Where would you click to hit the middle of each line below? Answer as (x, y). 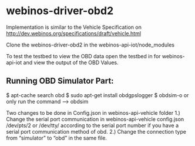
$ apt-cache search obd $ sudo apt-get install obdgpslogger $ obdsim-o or (97, 95)
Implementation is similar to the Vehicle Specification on (74, 27)
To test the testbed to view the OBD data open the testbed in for (83, 56)
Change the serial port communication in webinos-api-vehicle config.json (95, 119)
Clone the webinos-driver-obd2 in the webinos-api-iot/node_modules (90, 45)
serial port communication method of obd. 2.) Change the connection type (96, 131)
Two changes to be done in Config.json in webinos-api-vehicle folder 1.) (93, 112)
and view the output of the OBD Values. (71, 62)
